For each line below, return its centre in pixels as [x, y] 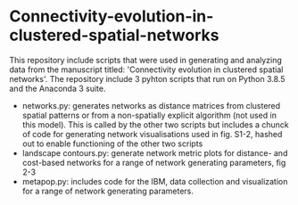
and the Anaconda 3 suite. [58, 88]
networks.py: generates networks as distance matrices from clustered [151, 105]
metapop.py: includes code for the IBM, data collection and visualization [155, 181]
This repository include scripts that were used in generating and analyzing [146, 60]
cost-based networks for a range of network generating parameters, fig [154, 162]
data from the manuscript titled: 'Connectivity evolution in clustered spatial [146, 70]
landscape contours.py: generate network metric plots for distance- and [155, 152]
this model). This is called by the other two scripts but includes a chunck [156, 124]
